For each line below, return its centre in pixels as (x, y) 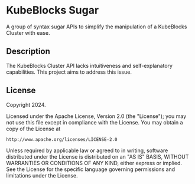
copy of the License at (33, 129)
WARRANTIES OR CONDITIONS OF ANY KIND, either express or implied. (94, 163)
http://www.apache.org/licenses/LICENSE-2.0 (62, 139)
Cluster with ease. (28, 32)
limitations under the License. (42, 175)
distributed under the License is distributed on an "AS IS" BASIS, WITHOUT (97, 156)
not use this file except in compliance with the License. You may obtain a (95, 122)
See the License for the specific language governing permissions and (91, 169)
